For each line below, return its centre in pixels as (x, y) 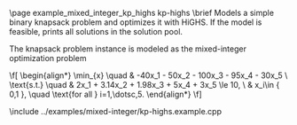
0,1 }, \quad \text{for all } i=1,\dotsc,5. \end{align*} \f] (106, 94)
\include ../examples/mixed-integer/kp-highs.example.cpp (115, 111)
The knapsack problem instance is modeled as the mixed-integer (128, 49)
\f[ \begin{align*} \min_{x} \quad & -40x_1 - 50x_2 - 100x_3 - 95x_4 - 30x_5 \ (148, 75)
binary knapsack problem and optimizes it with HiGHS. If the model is (136, 22)
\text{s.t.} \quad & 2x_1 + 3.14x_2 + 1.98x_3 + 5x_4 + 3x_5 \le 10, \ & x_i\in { (145, 85)
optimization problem (48, 58)
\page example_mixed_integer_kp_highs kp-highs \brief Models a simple (142, 13)
